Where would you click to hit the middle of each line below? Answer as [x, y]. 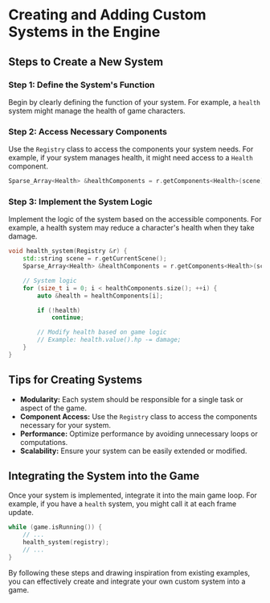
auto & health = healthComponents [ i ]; [100, 296]
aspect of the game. [53, 408]
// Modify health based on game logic [102, 332]
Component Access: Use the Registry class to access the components [139, 416]
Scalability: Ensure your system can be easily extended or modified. [133, 451]
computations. [44, 442]
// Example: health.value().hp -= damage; [109, 340]
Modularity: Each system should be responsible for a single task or [131, 399]
